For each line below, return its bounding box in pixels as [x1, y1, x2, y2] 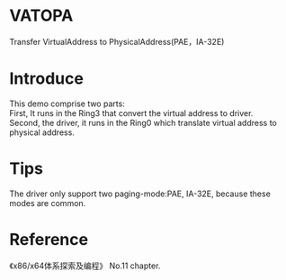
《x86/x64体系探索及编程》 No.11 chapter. [9, 260, 161, 271]
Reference [9, 230, 88, 249]
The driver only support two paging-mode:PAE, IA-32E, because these [9, 188, 272, 199]
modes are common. [9, 197, 86, 208]
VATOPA [9, 5, 74, 26]
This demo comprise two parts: [9, 98, 126, 109]
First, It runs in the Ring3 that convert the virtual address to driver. [9, 107, 254, 118]
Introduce [9, 68, 84, 89]
